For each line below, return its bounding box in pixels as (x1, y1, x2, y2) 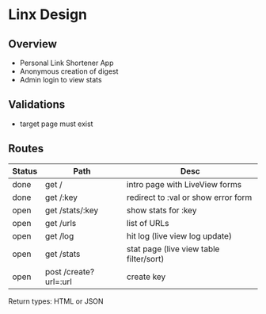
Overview (8, 37, 58, 51)
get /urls (44, 217, 77, 228)
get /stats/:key (44, 205, 99, 216)
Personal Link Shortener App (19, 58, 114, 67)
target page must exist (19, 119, 93, 128)
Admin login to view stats (19, 75, 102, 84)
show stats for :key (126, 205, 197, 216)
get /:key (44, 192, 78, 203)
